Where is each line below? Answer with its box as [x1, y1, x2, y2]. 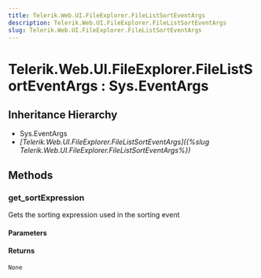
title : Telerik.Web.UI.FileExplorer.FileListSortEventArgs [8, 11, 206, 20]
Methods [8, 169, 53, 182]
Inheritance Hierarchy [8, 108, 118, 121]
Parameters [8, 228, 47, 237]
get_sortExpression [8, 192, 85, 203]
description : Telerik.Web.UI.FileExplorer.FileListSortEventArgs [8, 19, 226, 27]
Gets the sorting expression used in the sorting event [8, 210, 180, 220]
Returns [8, 246, 35, 256]
